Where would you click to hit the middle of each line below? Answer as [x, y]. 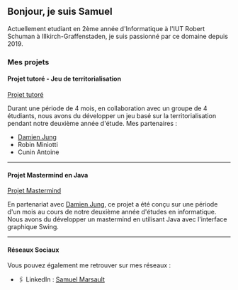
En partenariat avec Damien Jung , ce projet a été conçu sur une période [113, 204]
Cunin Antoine [38, 152]
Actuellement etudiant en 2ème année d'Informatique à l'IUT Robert [106, 28]
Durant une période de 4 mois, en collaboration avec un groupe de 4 [107, 108]
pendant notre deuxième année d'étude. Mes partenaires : [92, 123]
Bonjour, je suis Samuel [60, 12]
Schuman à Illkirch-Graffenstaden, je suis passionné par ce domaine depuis [118, 36]
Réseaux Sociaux [33, 250]
